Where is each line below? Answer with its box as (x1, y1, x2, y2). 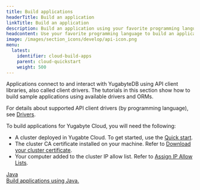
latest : (11, 48, 31, 54)
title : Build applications (6, 8, 73, 15)
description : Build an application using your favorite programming (6, 25, 180, 32)
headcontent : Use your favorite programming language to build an (6, 31, 174, 37)
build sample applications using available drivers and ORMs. (6, 93, 154, 100)
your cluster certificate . (14, 147, 73, 154)
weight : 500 (17, 64, 46, 70)
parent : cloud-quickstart (17, 58, 82, 64)
